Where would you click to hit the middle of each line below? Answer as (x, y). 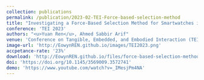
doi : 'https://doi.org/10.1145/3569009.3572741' (69, 62)
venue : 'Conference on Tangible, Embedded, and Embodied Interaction (96, 40)
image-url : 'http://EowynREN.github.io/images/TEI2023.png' (84, 46)
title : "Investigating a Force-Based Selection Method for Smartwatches (100, 23)
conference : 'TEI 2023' (36, 29)
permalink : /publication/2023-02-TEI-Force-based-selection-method (93, 17)
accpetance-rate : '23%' (36, 51)
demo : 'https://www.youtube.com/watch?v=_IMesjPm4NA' (76, 68)
